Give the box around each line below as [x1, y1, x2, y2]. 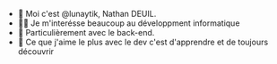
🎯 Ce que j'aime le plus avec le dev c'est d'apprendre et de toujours [17, 36, 269, 47]
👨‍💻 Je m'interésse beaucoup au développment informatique [17, 18, 240, 28]
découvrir [17, 46, 55, 57]
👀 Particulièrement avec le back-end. [17, 28, 155, 37]
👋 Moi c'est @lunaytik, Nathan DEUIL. [17, 9, 157, 19]
